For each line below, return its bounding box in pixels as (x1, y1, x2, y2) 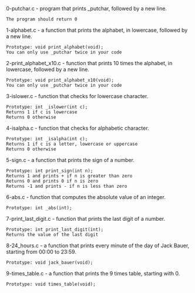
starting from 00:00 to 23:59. (6, 248, 76, 255)
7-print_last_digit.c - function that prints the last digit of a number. (6, 215, 166, 222)
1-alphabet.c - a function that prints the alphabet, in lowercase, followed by (6, 26, 188, 33)
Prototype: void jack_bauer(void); (6, 260, 93, 265)
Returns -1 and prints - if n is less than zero (6, 183, 127, 189)
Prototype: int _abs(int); (6, 205, 72, 211)
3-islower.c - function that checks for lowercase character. (6, 93, 149, 99)
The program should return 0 (6, 16, 78, 22)
